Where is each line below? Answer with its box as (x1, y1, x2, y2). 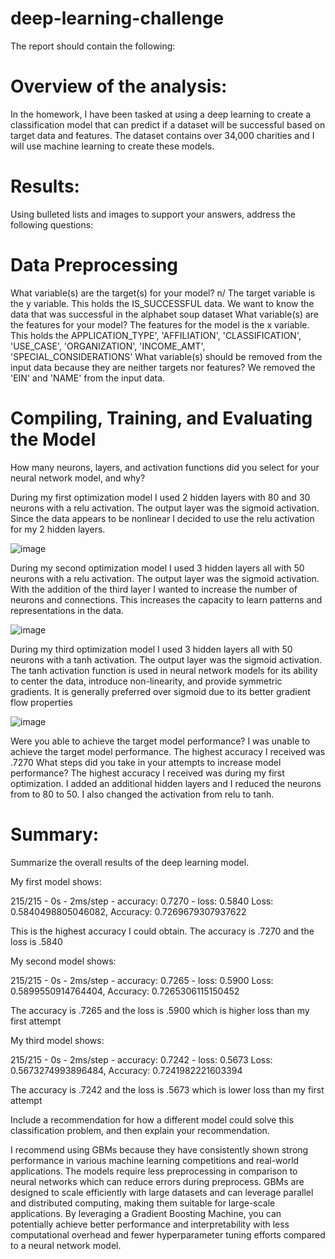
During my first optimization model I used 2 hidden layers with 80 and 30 (10, 491, 311, 503)
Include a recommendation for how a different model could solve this (10, 1113, 295, 1126)
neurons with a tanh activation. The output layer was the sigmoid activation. (10, 653, 323, 666)
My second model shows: (10, 955, 117, 967)
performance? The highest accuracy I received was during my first (10, 767, 285, 779)
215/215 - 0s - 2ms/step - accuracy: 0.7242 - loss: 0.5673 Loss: (10, 1053, 273, 1066)
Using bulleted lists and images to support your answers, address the (10, 208, 297, 220)
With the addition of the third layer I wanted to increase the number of (10, 583, 298, 595)
